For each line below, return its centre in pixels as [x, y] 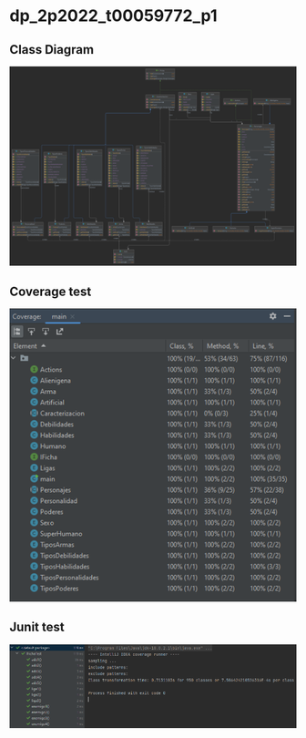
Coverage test [51, 291]
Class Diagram [51, 50]
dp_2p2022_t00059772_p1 [113, 16]
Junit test [37, 627]
